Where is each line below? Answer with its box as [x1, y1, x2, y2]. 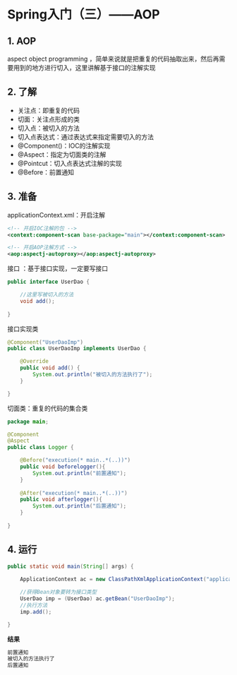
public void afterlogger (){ [20, 496, 102, 503]
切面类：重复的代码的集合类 [7, 404, 88, 412]
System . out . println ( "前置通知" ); [32, 470, 127, 477]
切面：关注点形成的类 [17, 114, 80, 124]
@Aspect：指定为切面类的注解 [17, 150, 107, 159]
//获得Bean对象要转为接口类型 [20, 589, 97, 596]
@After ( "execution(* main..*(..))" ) [20, 489, 128, 496]
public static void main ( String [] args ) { [7, 563, 134, 570]
